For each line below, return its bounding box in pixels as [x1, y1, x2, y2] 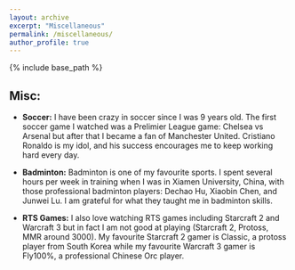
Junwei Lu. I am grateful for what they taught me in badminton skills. [21, 195, 274, 206]
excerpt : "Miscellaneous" [9, 21, 105, 30]
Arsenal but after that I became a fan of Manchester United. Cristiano [21, 131, 275, 142]
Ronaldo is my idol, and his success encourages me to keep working [21, 140, 274, 151]
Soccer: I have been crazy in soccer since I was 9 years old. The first [21, 112, 277, 123]
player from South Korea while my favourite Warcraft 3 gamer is [21, 241, 256, 252]
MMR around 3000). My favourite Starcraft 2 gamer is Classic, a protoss [21, 232, 287, 242]
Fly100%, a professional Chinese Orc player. [21, 250, 185, 261]
